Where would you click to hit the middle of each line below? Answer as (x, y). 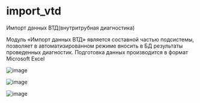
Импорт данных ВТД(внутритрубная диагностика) (71, 28)
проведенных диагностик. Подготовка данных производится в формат (97, 52)
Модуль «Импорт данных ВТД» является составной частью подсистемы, (100, 39)
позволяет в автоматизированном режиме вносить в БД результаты (95, 46)
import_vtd (34, 11)
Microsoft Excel (26, 58)
